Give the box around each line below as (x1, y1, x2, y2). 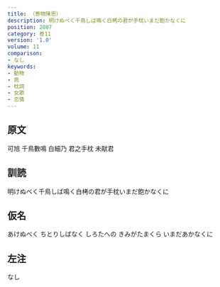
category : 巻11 (7, 30, 51, 38)
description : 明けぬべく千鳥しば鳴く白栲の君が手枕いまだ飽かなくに (7, 17, 187, 24)
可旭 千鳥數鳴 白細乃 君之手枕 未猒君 (7, 144, 114, 152)
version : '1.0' (7, 37, 53, 44)
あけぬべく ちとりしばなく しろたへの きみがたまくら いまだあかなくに (7, 230, 214, 238)
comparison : (7, 50, 43, 57)
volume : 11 (7, 43, 40, 50)
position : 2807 (7, 23, 53, 30)
